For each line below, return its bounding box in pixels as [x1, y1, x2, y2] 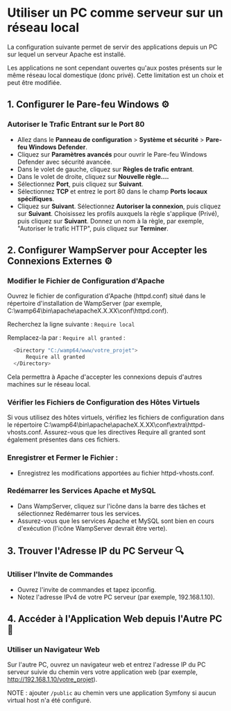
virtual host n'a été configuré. [7, 696, 92, 705]
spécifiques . [17, 194, 55, 203]
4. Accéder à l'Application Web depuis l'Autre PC [7, 613, 223, 625]
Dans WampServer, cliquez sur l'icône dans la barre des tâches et [17, 501, 206, 510]
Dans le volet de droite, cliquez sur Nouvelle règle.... [17, 172, 169, 180]
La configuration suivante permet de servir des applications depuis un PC [7, 42, 218, 51]
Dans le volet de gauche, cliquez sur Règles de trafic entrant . [17, 165, 194, 173]
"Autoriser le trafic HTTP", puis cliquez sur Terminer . [17, 224, 169, 233]
